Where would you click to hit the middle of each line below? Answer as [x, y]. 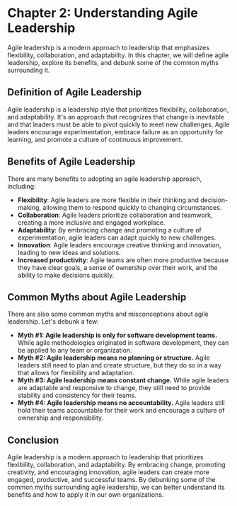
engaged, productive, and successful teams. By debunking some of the [111, 480]
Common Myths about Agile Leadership [97, 297]
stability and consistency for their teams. [77, 395]
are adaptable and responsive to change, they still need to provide [114, 388]
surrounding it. [29, 70]
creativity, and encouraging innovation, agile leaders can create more [109, 472]
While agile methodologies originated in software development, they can [123, 343]
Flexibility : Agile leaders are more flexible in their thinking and [108, 200]
